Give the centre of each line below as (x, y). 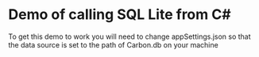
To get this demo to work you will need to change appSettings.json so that (130, 36)
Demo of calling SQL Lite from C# (120, 15)
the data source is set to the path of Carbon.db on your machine (113, 44)
